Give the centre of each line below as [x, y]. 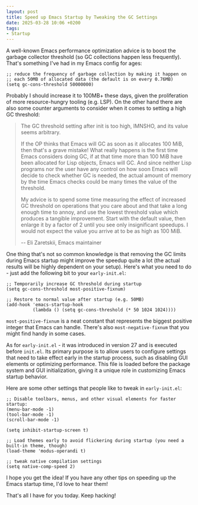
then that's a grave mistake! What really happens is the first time [99, 150]
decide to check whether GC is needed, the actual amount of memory [106, 175]
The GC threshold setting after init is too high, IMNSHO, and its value [104, 126]
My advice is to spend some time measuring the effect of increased [103, 200]
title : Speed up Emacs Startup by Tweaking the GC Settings [82, 17]
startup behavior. [27, 377]
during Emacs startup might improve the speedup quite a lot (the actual [93, 261]
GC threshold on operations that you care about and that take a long [104, 206]
